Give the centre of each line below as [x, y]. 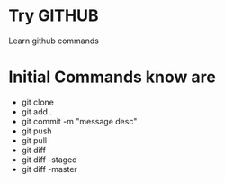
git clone [38, 102]
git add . [37, 111]
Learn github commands [54, 41]
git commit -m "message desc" [79, 121]
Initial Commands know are [112, 77]
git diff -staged [49, 160]
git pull [34, 140]
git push [36, 131]
